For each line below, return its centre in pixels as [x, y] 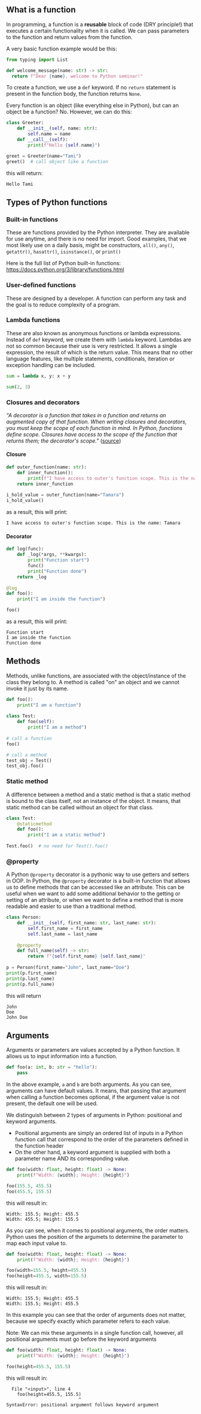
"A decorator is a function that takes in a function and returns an [86, 415]
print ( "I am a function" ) [49, 705]
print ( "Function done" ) [57, 571]
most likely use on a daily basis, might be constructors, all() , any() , [90, 245]
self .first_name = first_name [65, 928]
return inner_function [45, 484]
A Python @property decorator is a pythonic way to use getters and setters [98, 874]
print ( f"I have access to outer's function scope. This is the [108, 478]
